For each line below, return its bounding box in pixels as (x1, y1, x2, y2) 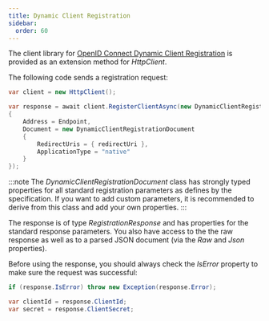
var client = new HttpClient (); (8, 88, 116, 96)
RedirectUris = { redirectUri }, (37, 140, 149, 148)
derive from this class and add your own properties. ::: (8, 202, 187, 213)
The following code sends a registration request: (8, 73, 168, 83)
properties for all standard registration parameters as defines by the (8, 185, 232, 195)
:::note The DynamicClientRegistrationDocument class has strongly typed (8, 177, 251, 187)
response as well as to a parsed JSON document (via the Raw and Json (8, 235, 245, 245)
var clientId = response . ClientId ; (8, 298, 127, 306)
